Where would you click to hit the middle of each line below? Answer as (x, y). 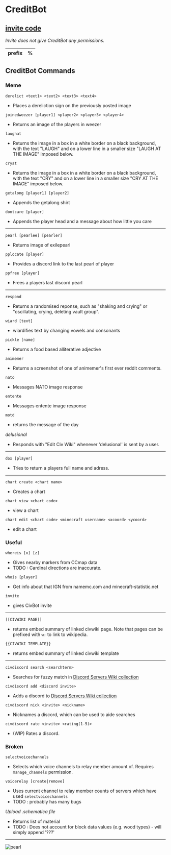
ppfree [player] (22, 273)
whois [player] (21, 577)
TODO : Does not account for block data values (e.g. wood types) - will (87, 827)
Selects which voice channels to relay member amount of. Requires (83, 767)
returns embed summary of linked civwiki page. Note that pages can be (88, 629)
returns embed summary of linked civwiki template (66, 653)
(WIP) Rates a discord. (36, 733)
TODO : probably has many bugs (47, 802)
